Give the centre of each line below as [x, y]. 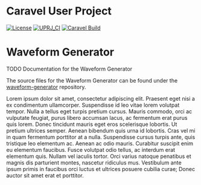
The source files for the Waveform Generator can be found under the [92, 80]
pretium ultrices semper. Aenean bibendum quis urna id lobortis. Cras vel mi [101, 130]
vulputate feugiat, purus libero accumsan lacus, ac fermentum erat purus [97, 118]
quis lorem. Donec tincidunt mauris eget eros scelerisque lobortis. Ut [92, 124]
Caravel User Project [59, 11]
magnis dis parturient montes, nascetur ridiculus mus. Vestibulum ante [94, 162]
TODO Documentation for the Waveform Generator [69, 69]
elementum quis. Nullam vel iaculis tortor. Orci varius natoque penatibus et [99, 156]
